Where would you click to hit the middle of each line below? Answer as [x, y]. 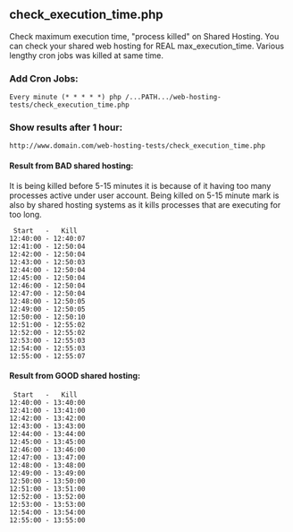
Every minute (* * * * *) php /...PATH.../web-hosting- [115, 98]
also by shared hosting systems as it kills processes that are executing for [145, 204]
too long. [25, 214]
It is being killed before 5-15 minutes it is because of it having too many [140, 185]
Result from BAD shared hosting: [71, 166]
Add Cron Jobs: [44, 78]
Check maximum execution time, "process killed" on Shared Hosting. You [144, 36]
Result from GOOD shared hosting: [75, 376]
